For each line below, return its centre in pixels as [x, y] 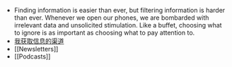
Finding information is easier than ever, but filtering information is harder [120, 10]
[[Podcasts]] [32, 56]
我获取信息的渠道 [39, 41]
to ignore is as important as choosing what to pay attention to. [104, 32]
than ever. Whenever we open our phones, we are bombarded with [111, 18]
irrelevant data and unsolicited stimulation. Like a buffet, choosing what [118, 25]
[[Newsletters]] [36, 49]
